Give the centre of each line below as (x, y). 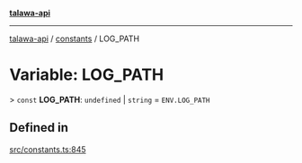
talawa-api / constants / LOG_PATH (75, 39)
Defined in (39, 128)
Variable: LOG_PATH (87, 75)
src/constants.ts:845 (48, 149)
